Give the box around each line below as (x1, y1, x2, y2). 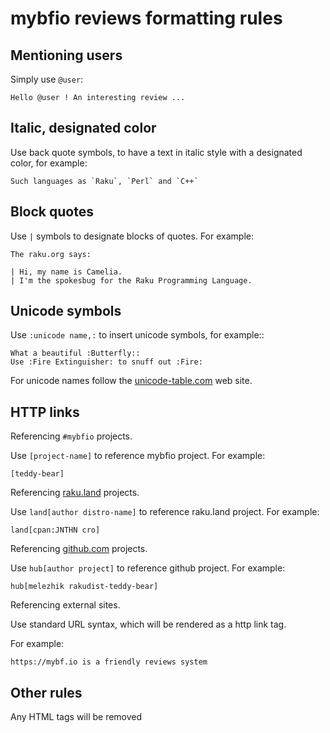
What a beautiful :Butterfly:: (10, 348, 141, 359)
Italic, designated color (10, 120, 157, 137)
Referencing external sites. (10, 599, 121, 611)
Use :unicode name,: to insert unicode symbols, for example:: (10, 329, 265, 341)
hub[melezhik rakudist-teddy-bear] (10, 582, 159, 592)
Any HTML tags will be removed (10, 711, 143, 723)
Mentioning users (10, 47, 123, 64)
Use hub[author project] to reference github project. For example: (10, 562, 286, 574)
